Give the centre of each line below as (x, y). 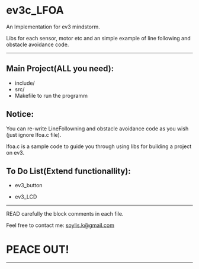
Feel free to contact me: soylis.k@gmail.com (60, 225)
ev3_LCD (26, 197)
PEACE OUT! (38, 249)
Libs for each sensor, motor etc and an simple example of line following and (98, 38)
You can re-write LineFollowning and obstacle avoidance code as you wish (97, 129)
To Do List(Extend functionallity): (69, 171)
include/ (25, 83)
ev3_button (28, 185)
